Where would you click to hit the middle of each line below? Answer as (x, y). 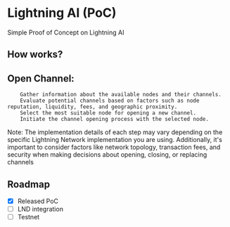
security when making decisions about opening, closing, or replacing (107, 155)
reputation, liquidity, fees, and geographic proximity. (92, 107)
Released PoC (38, 201)
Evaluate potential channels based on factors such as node (110, 101)
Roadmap (29, 184)
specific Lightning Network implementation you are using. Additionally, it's (115, 140)
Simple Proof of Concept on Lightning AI (66, 32)
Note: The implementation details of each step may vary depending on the (115, 132)
